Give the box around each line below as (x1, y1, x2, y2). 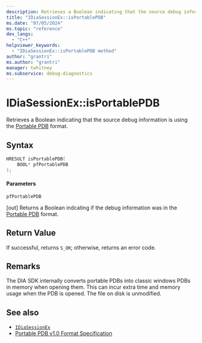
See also (6, 307, 39, 318)
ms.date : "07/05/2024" (6, 20, 63, 26)
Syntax (6, 140, 34, 150)
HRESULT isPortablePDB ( (6, 156, 66, 162)
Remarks (6, 261, 41, 271)
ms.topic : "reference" (6, 25, 63, 32)
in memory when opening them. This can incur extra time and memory (6, 283, 181, 291)
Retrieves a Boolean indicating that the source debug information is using (6, 116, 188, 123)
